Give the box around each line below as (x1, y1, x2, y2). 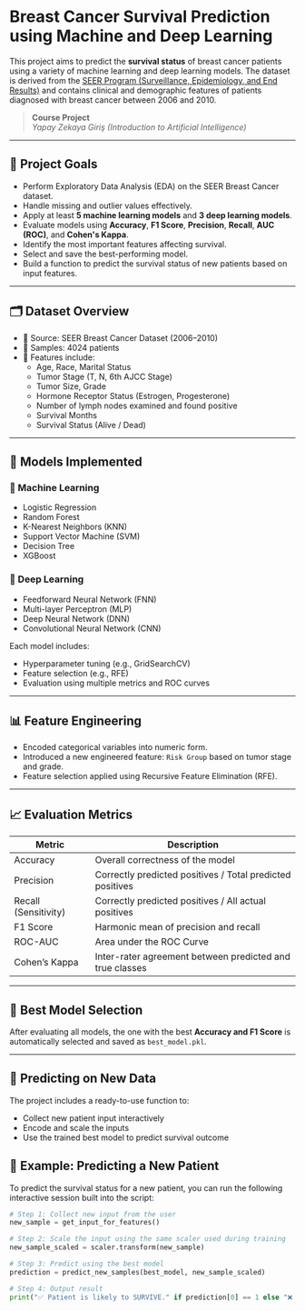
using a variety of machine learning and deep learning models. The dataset (9, 65, 290, 76)
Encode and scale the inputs (22, 1122, 130, 1133)
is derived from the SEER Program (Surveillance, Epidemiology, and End (9, 75, 279, 85)
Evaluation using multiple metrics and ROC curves (22, 677, 211, 688)
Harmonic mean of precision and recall (94, 921, 261, 934)
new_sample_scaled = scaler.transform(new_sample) (9, 1243, 205, 1252)
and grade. (22, 761, 64, 772)
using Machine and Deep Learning (9, 25, 273, 46)
